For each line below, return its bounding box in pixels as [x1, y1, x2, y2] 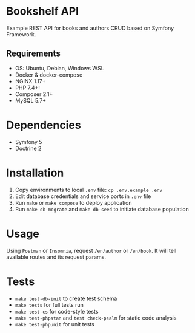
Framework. [6, 30, 36, 38]
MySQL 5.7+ [15, 97, 47, 104]
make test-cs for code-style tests [15, 307, 99, 315]
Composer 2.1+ [15, 90, 53, 98]
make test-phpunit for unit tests [15, 320, 95, 328]
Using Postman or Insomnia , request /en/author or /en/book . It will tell [6, 247, 177, 254]
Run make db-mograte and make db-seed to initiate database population [15, 205, 190, 213]
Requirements [6, 49, 61, 59]
